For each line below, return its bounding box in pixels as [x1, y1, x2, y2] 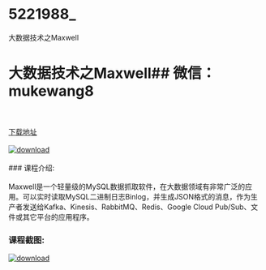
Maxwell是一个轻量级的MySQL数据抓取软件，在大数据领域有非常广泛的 [8, 182, 246, 191]
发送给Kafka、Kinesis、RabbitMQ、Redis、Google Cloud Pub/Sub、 [22, 202, 251, 212]
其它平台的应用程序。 [22, 212, 94, 221]
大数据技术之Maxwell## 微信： [8, 64, 217, 83]
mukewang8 [8, 82, 95, 101]
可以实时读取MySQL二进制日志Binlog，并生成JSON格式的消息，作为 [22, 191, 251, 201]
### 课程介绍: [8, 163, 55, 173]
